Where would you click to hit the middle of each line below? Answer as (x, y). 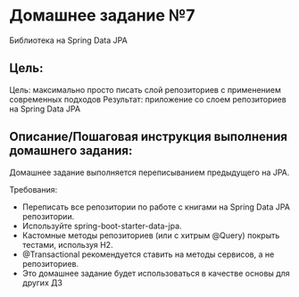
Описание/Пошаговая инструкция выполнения (149, 137)
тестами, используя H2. (67, 244)
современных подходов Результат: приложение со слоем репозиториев (148, 99)
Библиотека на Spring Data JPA (68, 40)
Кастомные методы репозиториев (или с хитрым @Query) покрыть (151, 235)
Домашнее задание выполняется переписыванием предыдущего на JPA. (149, 172)
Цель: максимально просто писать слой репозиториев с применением (145, 89)
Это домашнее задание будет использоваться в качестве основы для (156, 273)
